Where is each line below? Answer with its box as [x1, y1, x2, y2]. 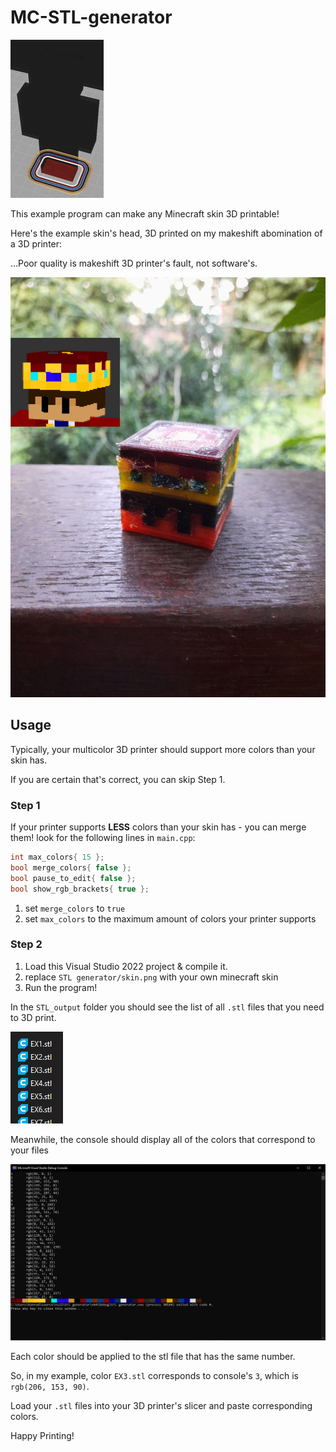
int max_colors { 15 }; [10, 852, 105, 863]
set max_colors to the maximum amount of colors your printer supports [24, 912, 317, 925]
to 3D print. [10, 1011, 57, 1023]
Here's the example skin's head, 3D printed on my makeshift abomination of [10, 227, 323, 239]
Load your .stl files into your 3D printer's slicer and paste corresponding [10, 1399, 313, 1411]
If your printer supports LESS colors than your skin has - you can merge [10, 821, 307, 833]
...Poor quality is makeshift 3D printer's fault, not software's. [10, 257, 258, 269]
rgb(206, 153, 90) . [10, 1380, 90, 1392]
